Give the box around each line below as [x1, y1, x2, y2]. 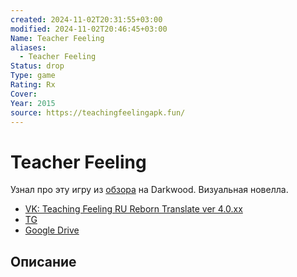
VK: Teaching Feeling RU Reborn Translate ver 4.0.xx [24, 203, 243, 215]
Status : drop [10, 61, 65, 71]
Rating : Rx [10, 80, 56, 90]
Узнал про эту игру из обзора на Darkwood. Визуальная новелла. [10, 184, 289, 196]
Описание [10, 253, 77, 270]
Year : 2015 [10, 98, 56, 108]
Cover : [10, 89, 38, 99]
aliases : [10, 42, 47, 53]
